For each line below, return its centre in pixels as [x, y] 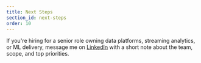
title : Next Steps [30, 12]
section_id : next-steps [37, 18]
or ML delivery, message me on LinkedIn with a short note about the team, [100, 47]
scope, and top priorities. [38, 54]
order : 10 [19, 23]
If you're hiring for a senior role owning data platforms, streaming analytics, [101, 41]
